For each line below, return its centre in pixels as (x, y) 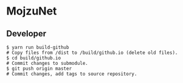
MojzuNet (32, 11)
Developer (26, 34)
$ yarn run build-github (38, 47)
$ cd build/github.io (34, 58)
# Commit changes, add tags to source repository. (72, 74)
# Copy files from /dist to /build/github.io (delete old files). (92, 53)
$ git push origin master (39, 68)
